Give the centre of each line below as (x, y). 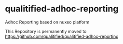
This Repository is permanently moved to (46, 31)
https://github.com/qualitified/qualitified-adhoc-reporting (62, 36)
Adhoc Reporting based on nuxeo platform (47, 22)
